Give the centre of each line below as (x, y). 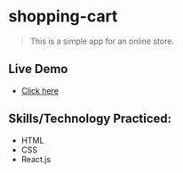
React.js (36, 159)
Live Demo (38, 69)
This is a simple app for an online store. (102, 41)
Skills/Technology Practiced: (90, 119)
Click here (40, 90)
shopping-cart (63, 16)
